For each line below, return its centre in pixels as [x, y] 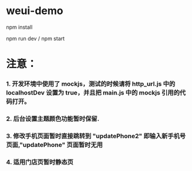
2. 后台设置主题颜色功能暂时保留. [53, 119]
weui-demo [35, 11]
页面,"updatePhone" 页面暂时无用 [54, 145]
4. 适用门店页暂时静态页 [40, 162]
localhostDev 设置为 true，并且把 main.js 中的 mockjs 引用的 [93, 93]
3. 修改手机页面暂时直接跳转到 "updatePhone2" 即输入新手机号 [96, 136]
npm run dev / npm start [36, 38]
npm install [19, 27]
